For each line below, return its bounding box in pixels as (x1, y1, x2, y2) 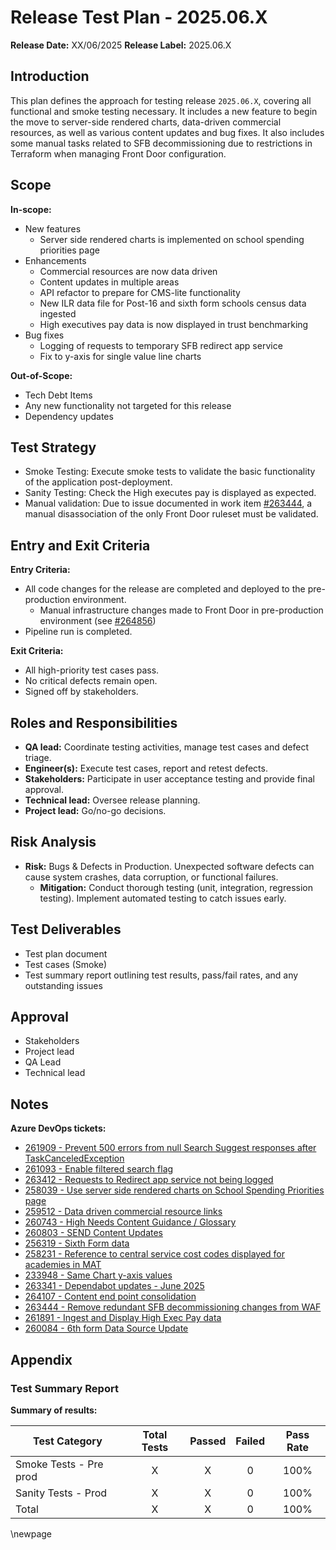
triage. (24, 752, 52, 763)
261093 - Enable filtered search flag (24, 1163, 174, 1175)
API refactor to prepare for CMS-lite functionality (39, 286, 241, 298)
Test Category (33, 1434, 103, 1448)
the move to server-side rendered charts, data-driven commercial (10, 116, 282, 128)
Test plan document (24, 947, 108, 960)
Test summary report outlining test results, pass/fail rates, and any (24, 969, 299, 981)
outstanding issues (24, 979, 103, 991)
